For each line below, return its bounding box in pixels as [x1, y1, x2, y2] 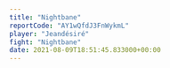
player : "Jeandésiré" [9, 29, 90, 38]
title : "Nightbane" [9, 12, 82, 22]
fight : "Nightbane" [9, 37, 82, 47]
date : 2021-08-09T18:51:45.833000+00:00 [9, 46, 162, 55]
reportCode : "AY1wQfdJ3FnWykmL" [9, 21, 129, 30]
